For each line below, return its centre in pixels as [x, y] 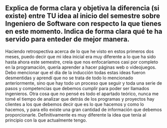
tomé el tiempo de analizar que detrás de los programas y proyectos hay [80, 99]
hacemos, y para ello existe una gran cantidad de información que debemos [83, 110]
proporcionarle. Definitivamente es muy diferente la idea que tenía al [76, 115]
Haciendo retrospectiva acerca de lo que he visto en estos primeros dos [79, 51]
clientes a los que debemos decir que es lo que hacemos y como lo [74, 104]
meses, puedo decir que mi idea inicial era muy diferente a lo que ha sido [80, 56]
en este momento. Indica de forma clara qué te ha [84, 32]
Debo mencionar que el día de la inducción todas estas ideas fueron [75, 72]
